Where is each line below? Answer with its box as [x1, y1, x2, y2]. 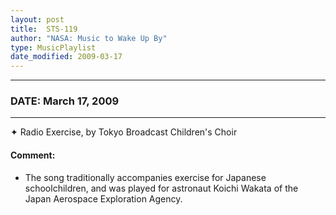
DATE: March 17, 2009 [10, 94, 120, 108]
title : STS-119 [10, 24, 78, 34]
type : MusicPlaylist [10, 42, 97, 53]
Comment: [10, 149, 56, 161]
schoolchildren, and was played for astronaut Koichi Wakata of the [24, 182, 299, 194]
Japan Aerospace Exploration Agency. [24, 192, 183, 205]
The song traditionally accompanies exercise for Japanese [24, 171, 267, 183]
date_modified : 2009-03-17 [10, 52, 123, 62]
